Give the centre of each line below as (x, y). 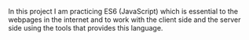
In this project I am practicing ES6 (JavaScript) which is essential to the (123, 11)
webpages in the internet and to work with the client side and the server (124, 20)
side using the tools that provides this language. (86, 28)
